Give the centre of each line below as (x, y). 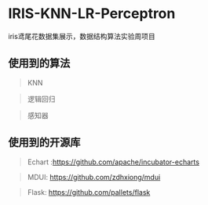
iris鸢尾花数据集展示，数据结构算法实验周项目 (82, 36)
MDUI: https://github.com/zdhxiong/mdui (94, 177)
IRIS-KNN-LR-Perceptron (92, 14)
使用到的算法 (39, 63)
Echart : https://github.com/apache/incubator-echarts (113, 162)
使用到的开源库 (44, 143)
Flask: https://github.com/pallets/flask (89, 192)
